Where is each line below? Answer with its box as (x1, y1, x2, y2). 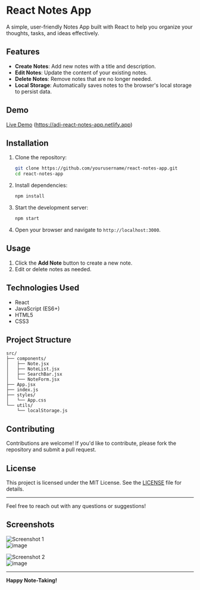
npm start (14, 215, 40, 221)
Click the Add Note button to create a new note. (14, 259, 133, 266)
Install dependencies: (14, 182, 68, 189)
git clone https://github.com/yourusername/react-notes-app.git (14, 165, 178, 171)
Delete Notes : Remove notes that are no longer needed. (14, 75, 152, 82)
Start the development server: (14, 204, 89, 211)
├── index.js (6, 387, 39, 393)
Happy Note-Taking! (6, 576, 58, 583)
